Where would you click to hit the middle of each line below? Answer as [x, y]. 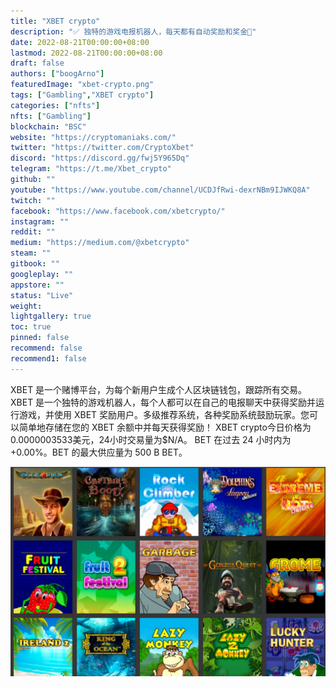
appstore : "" [37, 285]
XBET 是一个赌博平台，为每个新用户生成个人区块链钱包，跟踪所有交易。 [159, 389]
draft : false [37, 63]
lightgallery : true [51, 316]
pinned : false [40, 338]
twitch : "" [33, 200]
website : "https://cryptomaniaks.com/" [93, 137]
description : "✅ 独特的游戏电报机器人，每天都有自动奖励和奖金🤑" [133, 31]
